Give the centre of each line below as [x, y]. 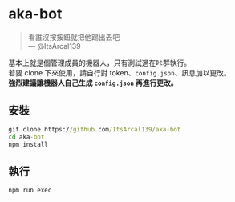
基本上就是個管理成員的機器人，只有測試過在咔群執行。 [99, 63]
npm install [28, 144]
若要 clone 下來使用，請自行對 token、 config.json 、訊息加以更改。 [120, 72]
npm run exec [30, 190]
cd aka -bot [26, 137]
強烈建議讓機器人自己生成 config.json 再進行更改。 [93, 83]
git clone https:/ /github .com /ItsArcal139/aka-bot [95, 129]
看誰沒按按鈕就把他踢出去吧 [74, 37]
